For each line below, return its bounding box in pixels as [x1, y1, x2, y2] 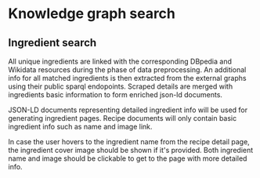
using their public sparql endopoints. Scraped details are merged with [8, 82, 233, 91]
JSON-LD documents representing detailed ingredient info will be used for [8, 105, 248, 114]
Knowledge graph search [8, 5, 176, 23]
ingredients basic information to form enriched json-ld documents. [8, 90, 223, 99]
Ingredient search [8, 36, 97, 49]
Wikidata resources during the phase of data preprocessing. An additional [8, 65, 247, 74]
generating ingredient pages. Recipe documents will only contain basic [8, 114, 237, 122]
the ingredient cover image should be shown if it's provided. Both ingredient [8, 146, 254, 154]
